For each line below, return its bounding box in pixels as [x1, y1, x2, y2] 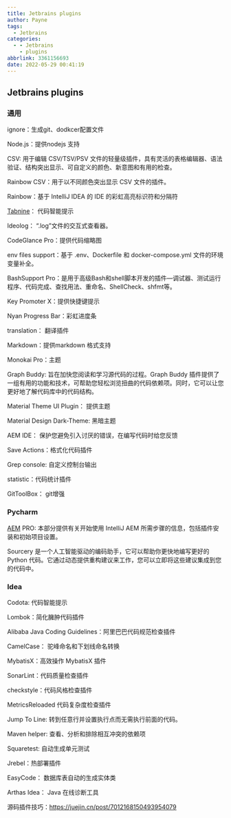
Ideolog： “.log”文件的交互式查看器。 [7, 221, 112, 230]
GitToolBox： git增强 [7, 489, 65, 498]
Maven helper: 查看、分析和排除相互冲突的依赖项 [7, 729, 146, 738]
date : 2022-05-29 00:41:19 [7, 61, 85, 68]
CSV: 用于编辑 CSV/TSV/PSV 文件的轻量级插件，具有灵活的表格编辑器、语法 [7, 155, 223, 163]
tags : [7, 23, 23, 30]
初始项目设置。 [19, 532, 62, 540]
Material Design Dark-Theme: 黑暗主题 [7, 417, 116, 425]
